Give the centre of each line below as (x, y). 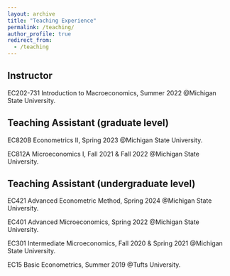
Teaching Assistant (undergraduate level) (102, 184)
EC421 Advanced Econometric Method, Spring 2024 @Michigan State (110, 201)
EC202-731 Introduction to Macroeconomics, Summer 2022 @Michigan (112, 92)
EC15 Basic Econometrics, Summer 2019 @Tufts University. (94, 265)
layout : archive (31, 14)
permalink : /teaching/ (41, 27)
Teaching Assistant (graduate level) (88, 123)
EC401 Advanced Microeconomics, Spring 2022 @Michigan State (104, 222)
